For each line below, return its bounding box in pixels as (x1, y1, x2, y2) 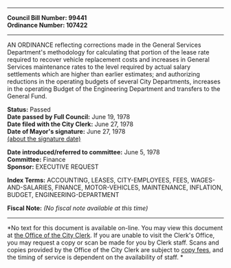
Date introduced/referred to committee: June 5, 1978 (7, 148, 160, 156)
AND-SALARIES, (7, 183, 54, 192)
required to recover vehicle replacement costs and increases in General (7, 56, 210, 63)
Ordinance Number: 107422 (7, 21, 88, 29)
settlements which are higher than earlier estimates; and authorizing (7, 70, 201, 78)
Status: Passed (7, 105, 52, 114)
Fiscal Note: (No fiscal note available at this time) (7, 204, 148, 212)
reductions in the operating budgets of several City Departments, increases (7, 77, 221, 85)
